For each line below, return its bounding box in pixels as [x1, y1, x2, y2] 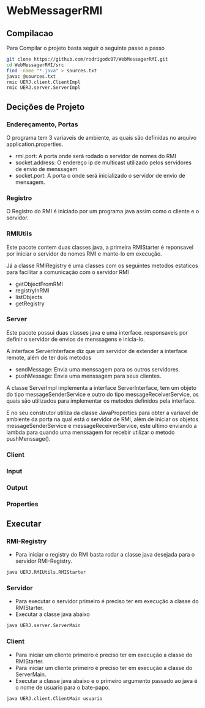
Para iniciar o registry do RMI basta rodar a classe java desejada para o [15, 551, 195, 558]
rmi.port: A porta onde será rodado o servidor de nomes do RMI [15, 152, 176, 159]
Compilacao [6, 28, 54, 39]
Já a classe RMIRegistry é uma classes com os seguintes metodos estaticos [6, 262, 198, 269]
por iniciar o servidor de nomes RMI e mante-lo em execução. [6, 249, 162, 257]
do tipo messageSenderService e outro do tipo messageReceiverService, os [6, 390, 199, 398]
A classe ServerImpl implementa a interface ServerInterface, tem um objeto [6, 384, 197, 391]
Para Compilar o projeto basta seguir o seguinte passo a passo [6, 44, 165, 51]
